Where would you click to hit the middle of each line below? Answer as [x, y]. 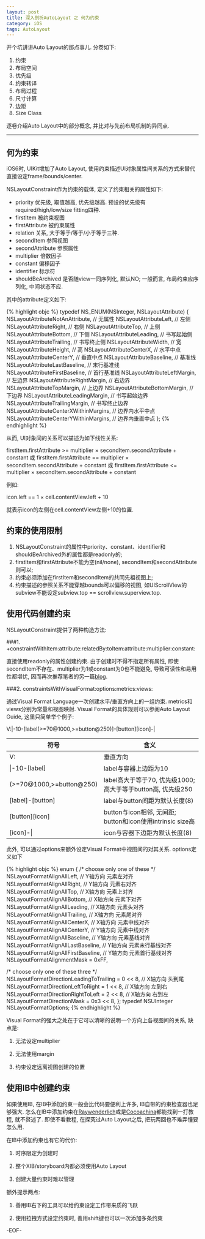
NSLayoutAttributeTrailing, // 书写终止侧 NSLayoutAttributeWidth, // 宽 [94, 342]
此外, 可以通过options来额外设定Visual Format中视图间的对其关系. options [99, 849]
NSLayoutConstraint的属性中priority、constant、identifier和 [90, 546]
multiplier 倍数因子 [38, 256]
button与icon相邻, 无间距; [140, 812]
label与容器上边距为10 [136, 768]
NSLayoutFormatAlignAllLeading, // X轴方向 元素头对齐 [75, 906]
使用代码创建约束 [38, 614]
